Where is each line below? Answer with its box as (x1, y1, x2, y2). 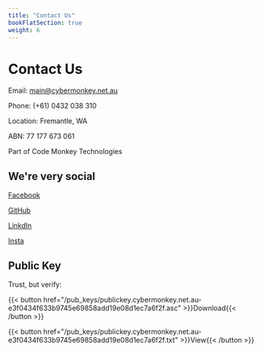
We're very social (8, 170, 96, 183)
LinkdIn (8, 221, 32, 230)
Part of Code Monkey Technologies (8, 147, 123, 156)
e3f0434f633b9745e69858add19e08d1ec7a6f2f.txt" (8, 335, 179, 344)
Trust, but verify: (8, 280, 62, 289)
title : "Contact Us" (8, 11, 76, 20)
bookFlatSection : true (8, 19, 82, 27)
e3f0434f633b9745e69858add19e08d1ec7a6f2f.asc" (8, 303, 182, 313)
